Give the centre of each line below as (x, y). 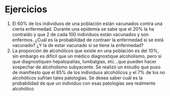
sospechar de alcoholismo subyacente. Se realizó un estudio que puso (86, 67)
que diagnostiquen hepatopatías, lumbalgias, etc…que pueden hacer (84, 61)
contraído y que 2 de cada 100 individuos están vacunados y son (80, 34)
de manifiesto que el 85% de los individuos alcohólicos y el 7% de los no (89, 72)
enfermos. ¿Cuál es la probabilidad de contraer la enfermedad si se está (88, 40)
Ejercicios (26, 9)
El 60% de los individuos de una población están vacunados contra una (87, 23)
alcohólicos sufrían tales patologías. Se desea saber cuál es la (77, 78)
